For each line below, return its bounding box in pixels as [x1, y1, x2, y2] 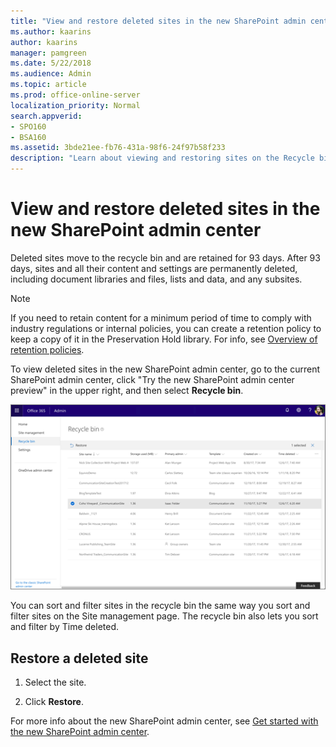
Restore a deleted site [10, 650, 149, 667]
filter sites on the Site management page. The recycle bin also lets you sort [10, 610, 319, 622]
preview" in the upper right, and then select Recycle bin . [10, 384, 244, 396]
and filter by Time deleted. [10, 621, 120, 633]
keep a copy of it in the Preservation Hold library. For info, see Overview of [10, 333, 318, 345]
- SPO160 [10, 121, 47, 132]
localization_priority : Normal [10, 100, 141, 110]
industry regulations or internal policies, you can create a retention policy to [10, 322, 322, 334]
